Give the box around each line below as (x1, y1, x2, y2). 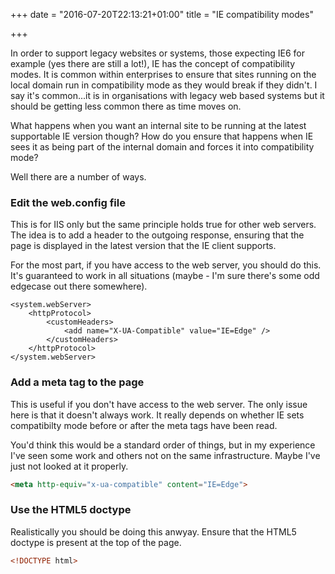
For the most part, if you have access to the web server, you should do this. (10, 259, 322, 271)
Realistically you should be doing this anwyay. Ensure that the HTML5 (10, 525, 297, 538)
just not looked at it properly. (10, 460, 129, 472)
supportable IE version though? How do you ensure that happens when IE (10, 130, 314, 142)
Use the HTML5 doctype (10, 503, 132, 517)
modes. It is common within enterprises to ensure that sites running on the (10, 69, 317, 80)
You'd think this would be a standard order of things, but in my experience (10, 439, 316, 451)
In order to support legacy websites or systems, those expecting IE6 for (10, 47, 305, 59)
